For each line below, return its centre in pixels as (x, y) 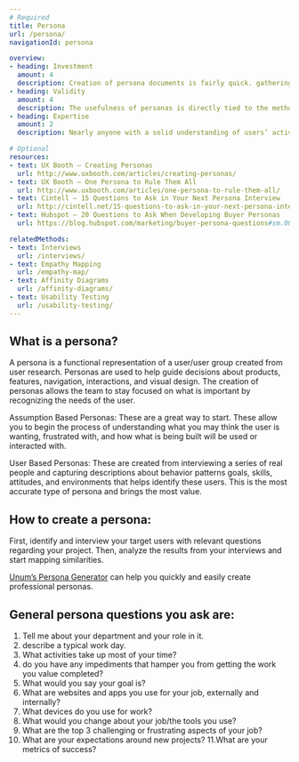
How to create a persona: (81, 520)
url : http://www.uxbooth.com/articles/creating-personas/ (127, 173)
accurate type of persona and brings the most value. (105, 492)
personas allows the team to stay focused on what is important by (130, 391)
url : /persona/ (37, 34)
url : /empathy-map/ (53, 272)
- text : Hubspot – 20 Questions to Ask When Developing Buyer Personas (145, 215)
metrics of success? (59, 750)
